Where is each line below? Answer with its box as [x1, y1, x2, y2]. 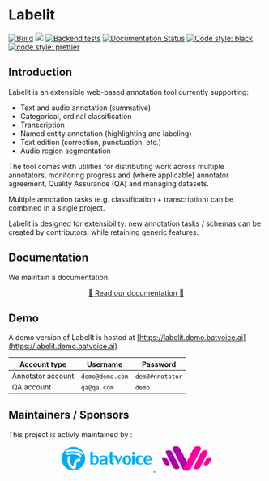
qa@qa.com [80, 384, 114, 392]
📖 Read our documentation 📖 [88, 287, 185, 297]
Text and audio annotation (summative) [19, 103, 152, 113]
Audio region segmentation [19, 146, 111, 155]
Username [86, 359, 123, 369]
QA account [11, 382, 52, 392]
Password [141, 359, 177, 369]
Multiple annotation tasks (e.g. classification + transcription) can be [8, 194, 234, 204]
